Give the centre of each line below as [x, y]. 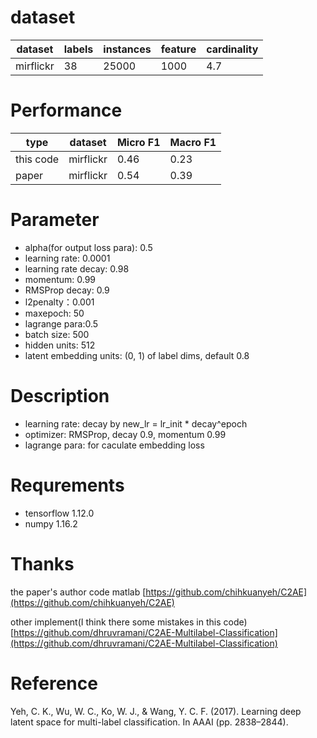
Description [60, 396]
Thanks [42, 563]
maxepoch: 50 [54, 313]
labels [78, 49]
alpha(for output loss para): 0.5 [88, 247]
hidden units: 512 [60, 345]
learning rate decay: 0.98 [77, 268]
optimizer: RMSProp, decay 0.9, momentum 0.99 [125, 434]
